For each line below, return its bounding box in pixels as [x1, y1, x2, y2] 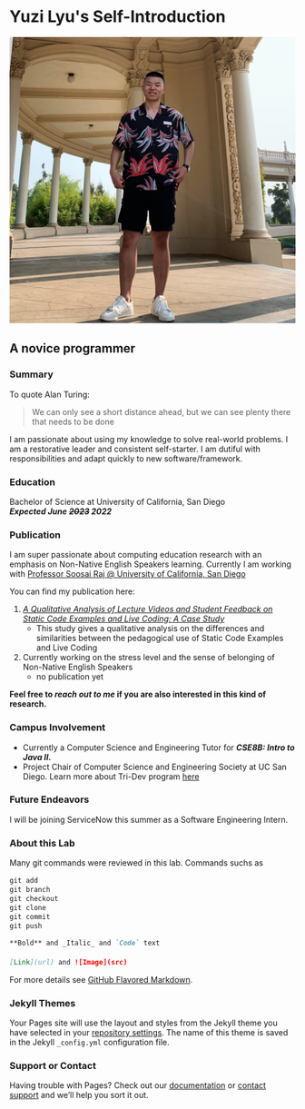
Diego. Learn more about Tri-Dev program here [22, 770, 200, 782]
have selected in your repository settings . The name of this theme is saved [9, 1027, 289, 1038]
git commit [9, 913, 51, 922]
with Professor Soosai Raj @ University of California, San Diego [9, 569, 247, 579]
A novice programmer [9, 341, 136, 356]
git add [9, 876, 39, 886]
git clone [9, 904, 47, 913]
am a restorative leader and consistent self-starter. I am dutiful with [9, 443, 261, 454]
